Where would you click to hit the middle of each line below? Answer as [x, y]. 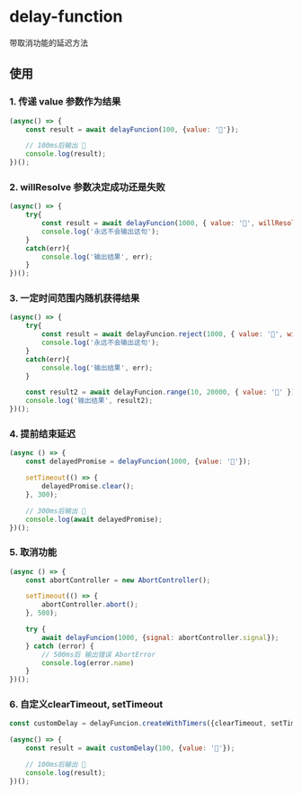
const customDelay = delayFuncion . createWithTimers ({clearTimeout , [138, 724]
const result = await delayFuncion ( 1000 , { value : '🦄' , [148, 224]
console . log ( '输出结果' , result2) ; [89, 401]
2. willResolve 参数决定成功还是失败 [88, 187]
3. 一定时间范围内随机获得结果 [75, 298]
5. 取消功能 [33, 552]
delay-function [66, 17]
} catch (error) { [60, 646]
